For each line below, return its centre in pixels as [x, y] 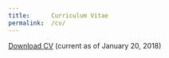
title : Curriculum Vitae [59, 15]
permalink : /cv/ [37, 23]
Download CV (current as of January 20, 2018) [85, 45]
